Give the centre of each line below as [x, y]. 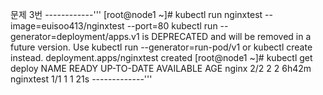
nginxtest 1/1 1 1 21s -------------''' [81, 79]
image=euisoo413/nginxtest [67, 26]
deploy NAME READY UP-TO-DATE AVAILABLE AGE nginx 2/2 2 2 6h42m [161, 68]
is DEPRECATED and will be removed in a [226, 36]
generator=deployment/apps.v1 [75, 36]
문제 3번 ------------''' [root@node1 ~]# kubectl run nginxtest [136, 14]
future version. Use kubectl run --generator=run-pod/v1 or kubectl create [161, 47]
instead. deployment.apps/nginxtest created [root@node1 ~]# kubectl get [161, 57]
